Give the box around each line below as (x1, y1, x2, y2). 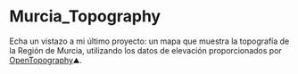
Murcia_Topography (9, 6, 161, 27)
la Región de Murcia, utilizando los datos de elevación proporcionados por (9, 45, 283, 55)
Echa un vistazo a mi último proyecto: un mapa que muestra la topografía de (9, 36, 290, 46)
